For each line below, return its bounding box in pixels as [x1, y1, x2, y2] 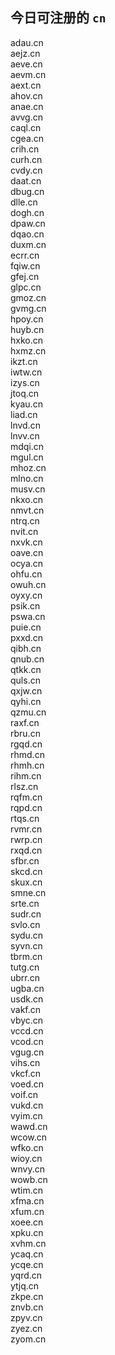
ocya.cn [10, 557, 44, 569]
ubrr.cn [10, 971, 41, 983]
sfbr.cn [10, 854, 40, 867]
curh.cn [10, 153, 43, 165]
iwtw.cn [10, 366, 43, 378]
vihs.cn [10, 1056, 41, 1068]
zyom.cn [10, 1333, 47, 1345]
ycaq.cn [10, 1248, 44, 1260]
